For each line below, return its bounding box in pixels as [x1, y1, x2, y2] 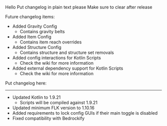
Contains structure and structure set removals [19, 49, 114, 55]
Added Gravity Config [12, 23, 57, 29]
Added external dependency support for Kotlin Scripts [12, 65, 123, 71]
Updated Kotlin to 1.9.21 [12, 94, 61, 100]
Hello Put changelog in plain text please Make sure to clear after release [5, 4, 153, 10]
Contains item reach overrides [19, 39, 82, 45]
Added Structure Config [12, 44, 62, 50]
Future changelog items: [5, 14, 55, 19]
